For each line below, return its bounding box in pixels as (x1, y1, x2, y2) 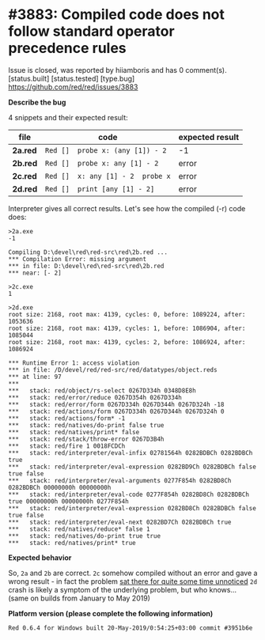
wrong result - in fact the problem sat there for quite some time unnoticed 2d (8, 576, 258, 586)
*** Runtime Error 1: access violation (8, 358, 140, 367)
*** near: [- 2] (8, 269, 62, 277)
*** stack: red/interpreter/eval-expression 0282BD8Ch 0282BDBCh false (8, 504, 257, 512)
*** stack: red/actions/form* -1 (8, 414, 126, 422)
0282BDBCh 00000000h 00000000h (8, 483, 112, 491)
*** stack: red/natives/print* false (8, 428, 140, 436)
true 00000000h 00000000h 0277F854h (8, 497, 129, 506)
